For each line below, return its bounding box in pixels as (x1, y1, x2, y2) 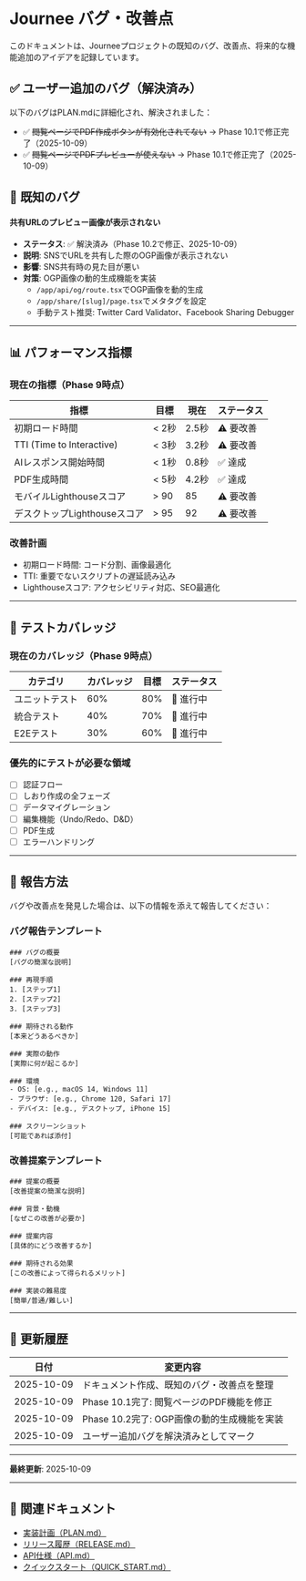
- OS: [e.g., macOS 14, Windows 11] (9, 1084, 148, 1093)
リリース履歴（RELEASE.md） (22, 1538, 136, 1549)
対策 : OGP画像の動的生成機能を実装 (22, 272, 157, 283)
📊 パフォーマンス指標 (9, 344, 132, 360)
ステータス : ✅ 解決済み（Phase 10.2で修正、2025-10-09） (22, 239, 242, 250)
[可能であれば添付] (9, 1131, 73, 1140)
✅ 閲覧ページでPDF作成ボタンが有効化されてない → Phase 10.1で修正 (22, 126, 281, 137)
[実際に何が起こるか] (9, 1059, 79, 1068)
